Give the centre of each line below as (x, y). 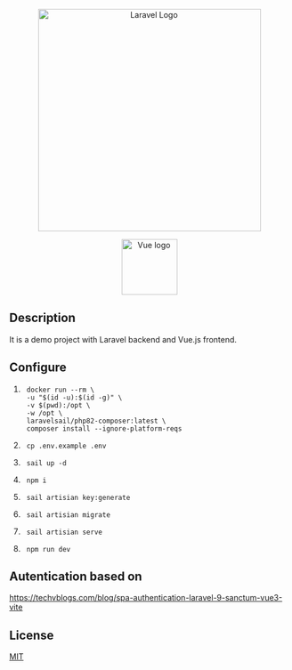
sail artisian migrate (69, 515)
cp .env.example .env (66, 446)
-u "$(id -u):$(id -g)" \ (74, 397)
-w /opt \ (45, 413)
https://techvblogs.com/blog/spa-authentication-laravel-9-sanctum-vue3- (146, 598)
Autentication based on (76, 577)
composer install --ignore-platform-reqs (104, 428)
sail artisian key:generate (78, 497)
